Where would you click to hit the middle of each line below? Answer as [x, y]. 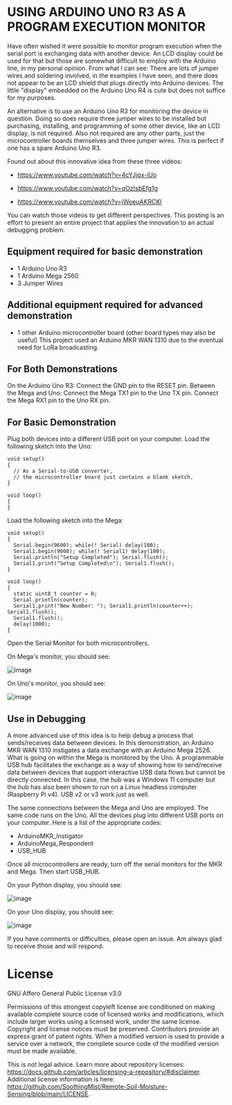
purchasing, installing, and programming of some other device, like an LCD [114, 126]
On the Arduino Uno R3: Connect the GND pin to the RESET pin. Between [111, 386]
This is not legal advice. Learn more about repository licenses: [96, 1064]
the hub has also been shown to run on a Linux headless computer [102, 787]
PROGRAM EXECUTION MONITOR [106, 27]
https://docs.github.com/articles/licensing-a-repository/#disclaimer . [104, 1072]
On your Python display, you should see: [65, 885]
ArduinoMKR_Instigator [50, 836]
